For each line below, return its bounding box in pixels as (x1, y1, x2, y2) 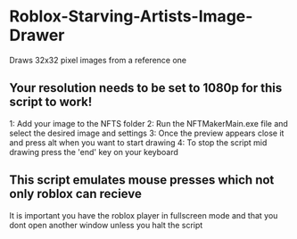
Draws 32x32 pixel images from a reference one (9, 54, 187, 65)
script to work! (9, 95, 93, 110)
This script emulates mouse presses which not (9, 172, 275, 188)
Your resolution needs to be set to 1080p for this (9, 80, 283, 95)
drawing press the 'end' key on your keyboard (9, 146, 178, 157)
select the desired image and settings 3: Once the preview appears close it (9, 128, 285, 138)
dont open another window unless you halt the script (9, 219, 203, 230)
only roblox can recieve (9, 186, 143, 202)
